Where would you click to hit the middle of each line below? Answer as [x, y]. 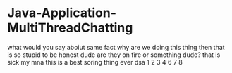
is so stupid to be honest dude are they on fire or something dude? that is [114, 55]
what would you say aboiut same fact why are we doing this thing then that [116, 47]
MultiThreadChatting [70, 28]
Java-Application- [62, 13]
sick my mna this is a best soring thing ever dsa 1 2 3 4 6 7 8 [95, 62]
